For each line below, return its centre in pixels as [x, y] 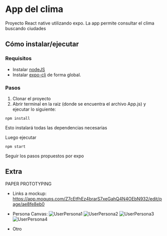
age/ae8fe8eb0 [29, 204]
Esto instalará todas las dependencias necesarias [56, 128]
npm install [18, 118]
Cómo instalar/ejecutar [42, 44]
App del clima [34, 9]
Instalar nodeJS [29, 69]
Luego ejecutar [21, 137]
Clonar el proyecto [32, 98]
